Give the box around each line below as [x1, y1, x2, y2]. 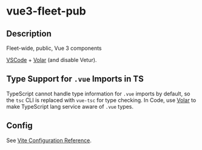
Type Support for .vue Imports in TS [6, 74, 144, 84]
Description [6, 29, 52, 39]
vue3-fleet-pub [6, 4, 86, 18]
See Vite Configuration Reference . [6, 137, 92, 144]
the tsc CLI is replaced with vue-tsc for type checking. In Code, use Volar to [6, 96, 197, 104]
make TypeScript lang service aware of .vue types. [6, 103, 133, 110]
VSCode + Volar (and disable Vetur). [6, 56, 97, 63]
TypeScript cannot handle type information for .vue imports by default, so [6, 90, 190, 97]
